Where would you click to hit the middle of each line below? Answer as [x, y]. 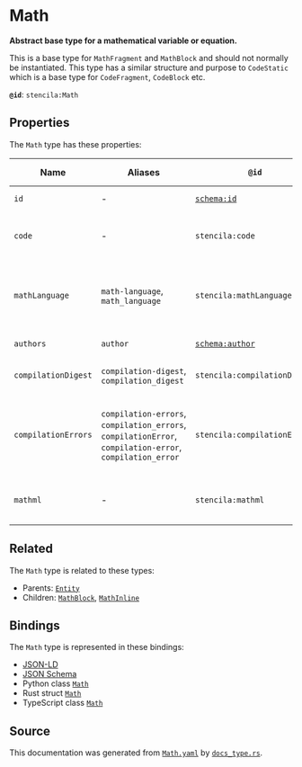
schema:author [225, 343]
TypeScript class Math [62, 703]
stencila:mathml [230, 499]
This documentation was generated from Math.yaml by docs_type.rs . [136, 753]
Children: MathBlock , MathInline [81, 597]
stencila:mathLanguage [243, 295]
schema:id [216, 198]
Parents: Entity [51, 588]
